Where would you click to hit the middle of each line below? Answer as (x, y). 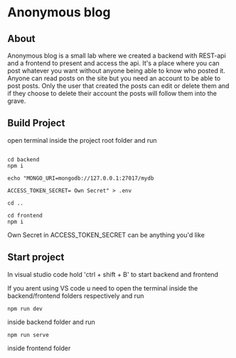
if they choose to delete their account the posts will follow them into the (112, 93)
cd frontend (25, 215)
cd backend (23, 159)
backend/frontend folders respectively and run (76, 295)
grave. (17, 101)
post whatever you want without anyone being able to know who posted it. (116, 71)
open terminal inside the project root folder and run (82, 140)
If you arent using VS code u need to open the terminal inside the (103, 288)
